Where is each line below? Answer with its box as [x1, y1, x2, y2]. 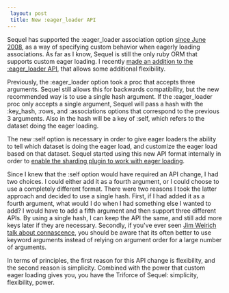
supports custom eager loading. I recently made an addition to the [7, 57, 193, 65]
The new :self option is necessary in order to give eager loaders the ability [7, 134, 217, 143]
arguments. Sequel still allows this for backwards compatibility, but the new [7, 85, 219, 93]
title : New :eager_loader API [10, 16, 96, 23]
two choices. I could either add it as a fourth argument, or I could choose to [7, 177, 219, 185]
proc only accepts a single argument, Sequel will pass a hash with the [7, 99, 204, 108]
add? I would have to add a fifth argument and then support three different [7, 207, 217, 215]
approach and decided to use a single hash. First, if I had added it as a [7, 191, 205, 200]
